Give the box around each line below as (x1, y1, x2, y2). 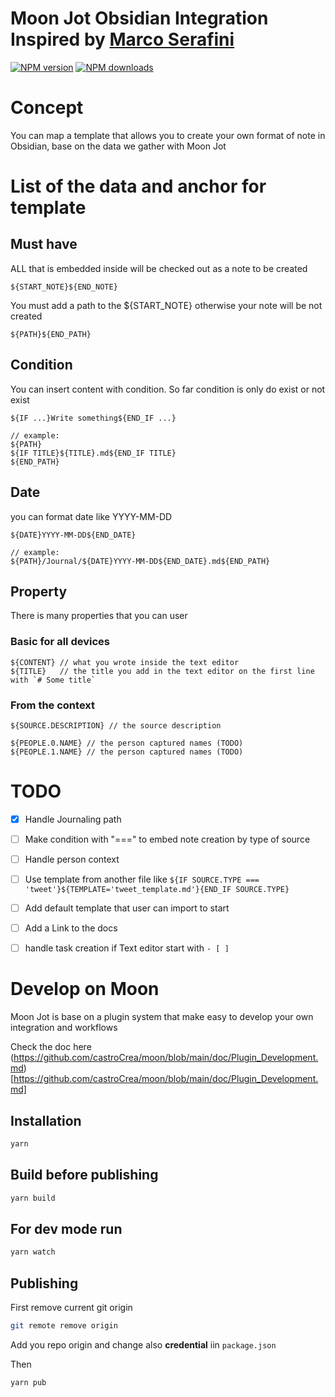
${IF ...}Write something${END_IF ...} (10, 413, 177, 423)
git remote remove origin (10, 1321, 118, 1331)
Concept (10, 97, 84, 119)
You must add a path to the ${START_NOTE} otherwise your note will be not (10, 299, 323, 311)
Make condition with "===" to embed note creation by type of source (24, 833, 311, 845)
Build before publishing (10, 1167, 159, 1184)
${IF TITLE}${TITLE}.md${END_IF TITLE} (10, 448, 177, 458)
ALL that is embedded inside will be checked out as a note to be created (10, 262, 308, 274)
